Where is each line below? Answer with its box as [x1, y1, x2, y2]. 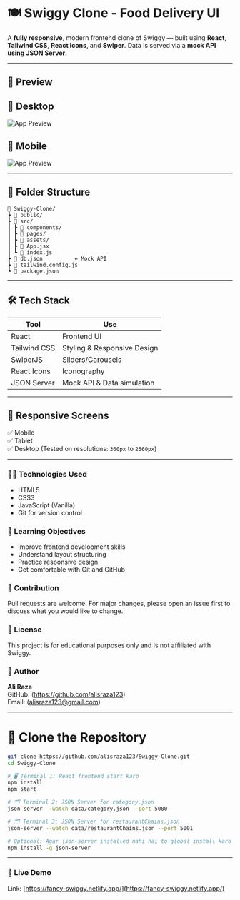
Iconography [61, 366, 105, 376]
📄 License [7, 625, 42, 634]
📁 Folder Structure [7, 186, 91, 198]
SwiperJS [11, 354, 43, 364]
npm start [7, 786, 37, 793]
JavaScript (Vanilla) [17, 500, 76, 510]
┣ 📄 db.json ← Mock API [7, 255, 107, 262]
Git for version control [17, 508, 83, 517]
